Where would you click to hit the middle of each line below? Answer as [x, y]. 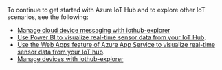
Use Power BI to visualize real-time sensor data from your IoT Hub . [111, 37]
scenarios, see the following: [48, 17]
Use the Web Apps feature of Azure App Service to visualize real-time [116, 45]
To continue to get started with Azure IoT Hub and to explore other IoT [106, 10]
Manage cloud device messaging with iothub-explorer [93, 30]
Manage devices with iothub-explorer [70, 59]
